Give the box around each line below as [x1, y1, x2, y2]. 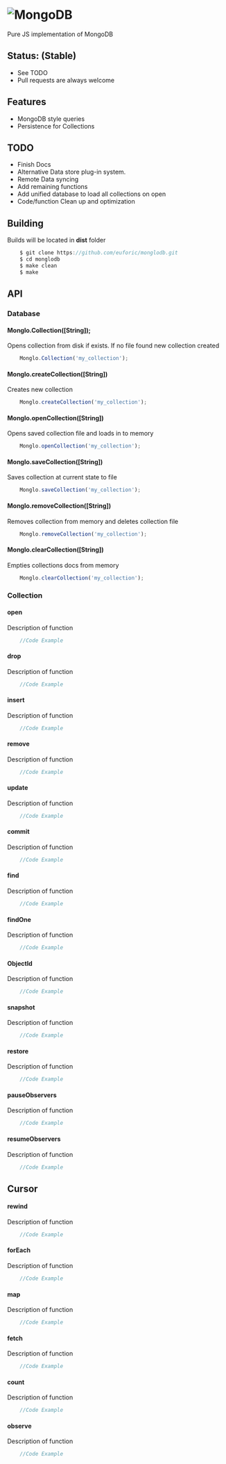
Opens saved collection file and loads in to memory [7, 429, 154, 438]
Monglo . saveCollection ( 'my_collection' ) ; [19, 486, 141, 493]
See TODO [17, 68, 49, 76]
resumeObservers [7, 1135, 61, 1143]
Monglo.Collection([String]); [7, 326, 92, 334]
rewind [7, 1202, 28, 1210]
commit [7, 828, 30, 836]
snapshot [7, 1003, 35, 1011]
